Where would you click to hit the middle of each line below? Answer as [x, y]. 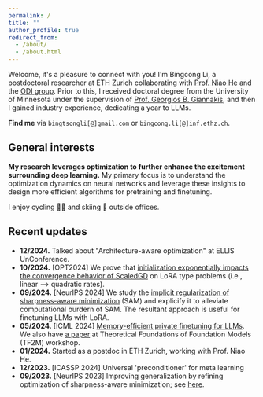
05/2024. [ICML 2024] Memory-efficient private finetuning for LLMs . [132, 325]
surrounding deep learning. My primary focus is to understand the [117, 175]
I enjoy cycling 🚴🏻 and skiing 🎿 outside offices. [84, 207]
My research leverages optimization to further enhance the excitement [127, 167]
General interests [52, 147]
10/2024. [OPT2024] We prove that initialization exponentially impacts [134, 267]
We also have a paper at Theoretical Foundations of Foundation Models [135, 334]
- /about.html [38, 52]
